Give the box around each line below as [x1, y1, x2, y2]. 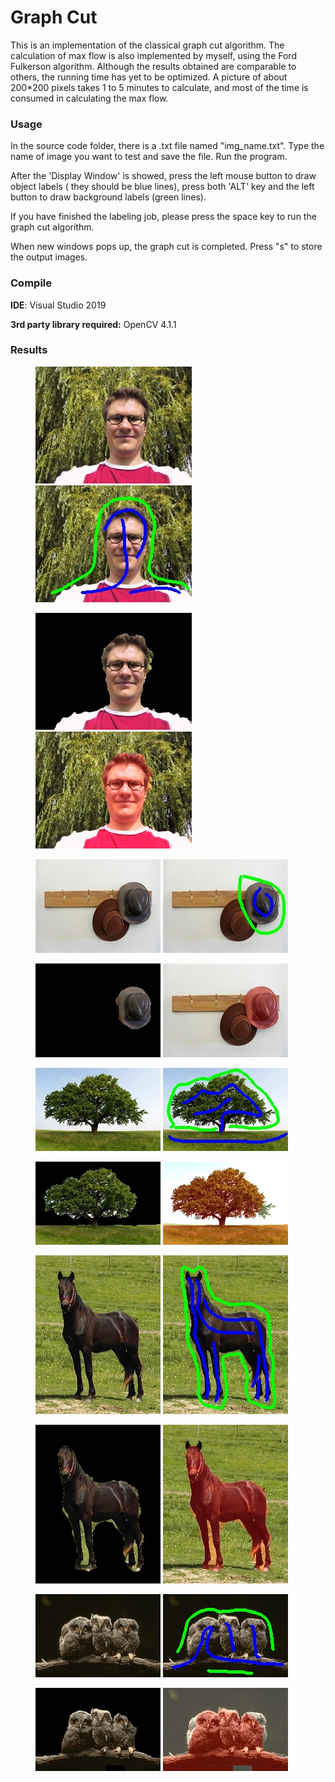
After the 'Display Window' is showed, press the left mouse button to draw [10, 170, 317, 182]
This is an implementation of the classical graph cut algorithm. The [10, 39, 285, 51]
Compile [10, 276, 52, 290]
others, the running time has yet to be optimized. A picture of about [10, 71, 288, 83]
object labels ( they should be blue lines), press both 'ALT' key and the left [10, 181, 315, 193]
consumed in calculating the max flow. [10, 92, 169, 104]
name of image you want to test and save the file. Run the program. [10, 151, 288, 163]
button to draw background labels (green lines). [10, 191, 207, 203]
